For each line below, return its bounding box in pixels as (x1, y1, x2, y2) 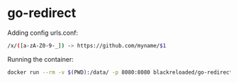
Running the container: (7, 55, 74, 63)
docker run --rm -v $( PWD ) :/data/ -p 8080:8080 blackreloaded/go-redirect (7, 69, 233, 76)
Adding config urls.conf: (7, 28, 79, 37)
